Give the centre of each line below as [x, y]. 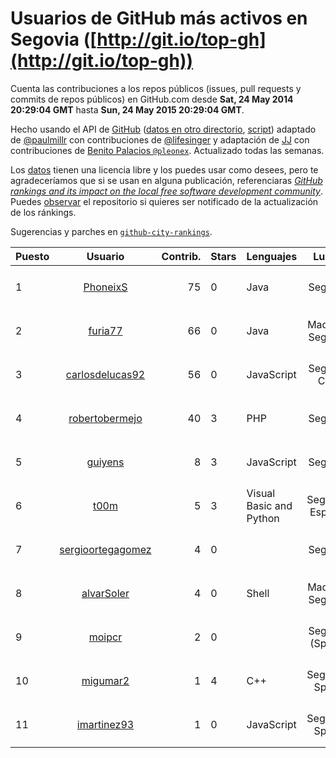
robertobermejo [105, 418]
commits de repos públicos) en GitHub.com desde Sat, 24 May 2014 [152, 99]
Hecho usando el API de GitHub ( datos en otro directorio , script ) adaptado [163, 129]
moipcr [105, 637]
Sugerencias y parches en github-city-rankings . [111, 231]
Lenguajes [272, 256]
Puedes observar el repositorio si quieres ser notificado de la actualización [164, 201]
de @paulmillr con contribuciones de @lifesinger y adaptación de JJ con [160, 139]
